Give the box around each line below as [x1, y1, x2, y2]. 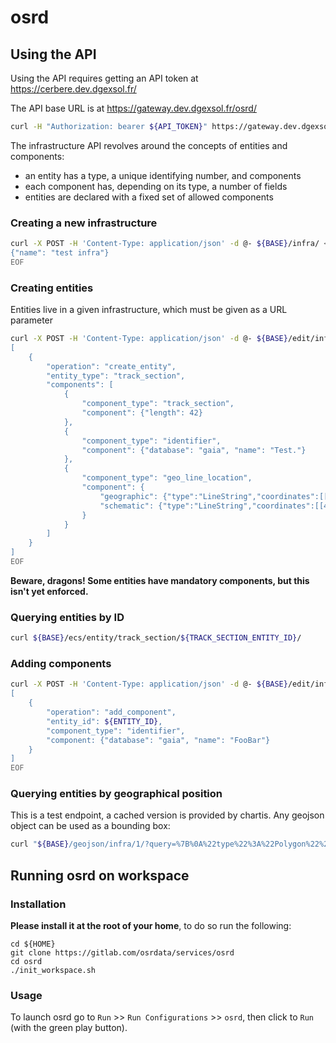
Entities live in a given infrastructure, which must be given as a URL [10, 304, 288, 316]
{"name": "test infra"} [10, 248, 110, 258]
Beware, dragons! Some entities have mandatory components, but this [10, 574, 310, 586]
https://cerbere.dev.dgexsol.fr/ [10, 83, 137, 95]
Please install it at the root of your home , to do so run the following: [10, 920, 292, 932]
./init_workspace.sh [10, 966, 97, 976]
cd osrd [10, 957, 43, 967]
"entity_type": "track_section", [46, 371, 186, 381]
